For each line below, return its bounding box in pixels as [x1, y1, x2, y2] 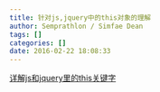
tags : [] [9, 30, 42, 39]
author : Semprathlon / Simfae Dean [9, 22, 144, 31]
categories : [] [9, 38, 67, 48]
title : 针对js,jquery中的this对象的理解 [9, 13, 152, 23]
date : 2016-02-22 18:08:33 [9, 47, 111, 56]
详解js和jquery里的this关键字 [9, 73, 117, 84]
